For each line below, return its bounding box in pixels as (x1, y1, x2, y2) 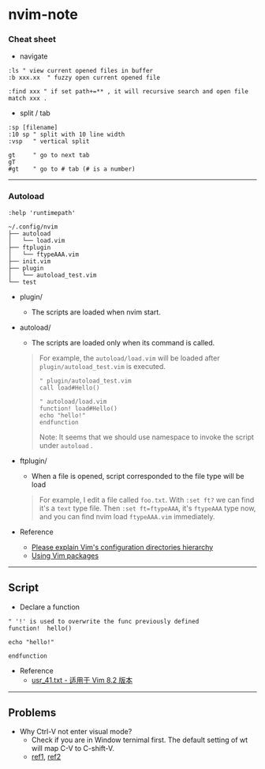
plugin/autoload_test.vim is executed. (39, 361, 166, 371)
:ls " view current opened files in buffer (8, 67, 154, 75)
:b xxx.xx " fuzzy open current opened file (8, 74, 160, 82)
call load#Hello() (39, 383, 100, 392)
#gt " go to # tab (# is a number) (8, 165, 136, 173)
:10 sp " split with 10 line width (8, 130, 125, 139)
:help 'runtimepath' (8, 209, 77, 217)
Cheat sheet (8, 34, 57, 45)
